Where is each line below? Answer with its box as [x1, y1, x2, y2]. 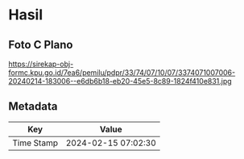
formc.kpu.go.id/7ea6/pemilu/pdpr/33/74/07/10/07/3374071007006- [8, 68, 236, 77]
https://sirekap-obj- [8, 59, 74, 69]
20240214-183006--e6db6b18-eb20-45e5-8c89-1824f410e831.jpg [8, 77, 232, 86]
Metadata [8, 99, 58, 114]
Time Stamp [12, 137, 59, 149]
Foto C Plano [8, 38, 73, 52]
